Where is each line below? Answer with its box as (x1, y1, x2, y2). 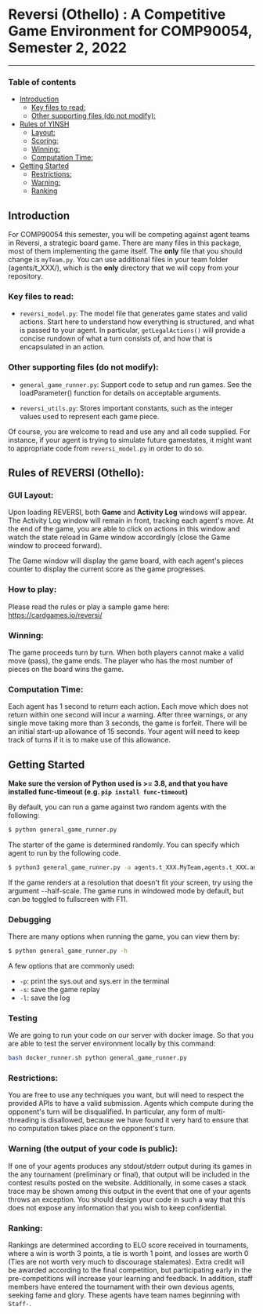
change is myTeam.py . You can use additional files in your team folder (8, 255, 229, 265)
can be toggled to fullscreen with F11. (8, 894, 128, 903)
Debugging (8, 914, 52, 925)
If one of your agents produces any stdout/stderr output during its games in (8, 1161, 252, 1170)
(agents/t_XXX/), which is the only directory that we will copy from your (8, 263, 240, 272)
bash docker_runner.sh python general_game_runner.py (8, 1054, 188, 1062)
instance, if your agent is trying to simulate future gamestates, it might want (8, 435, 252, 444)
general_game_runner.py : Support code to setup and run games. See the (19, 379, 252, 389)
